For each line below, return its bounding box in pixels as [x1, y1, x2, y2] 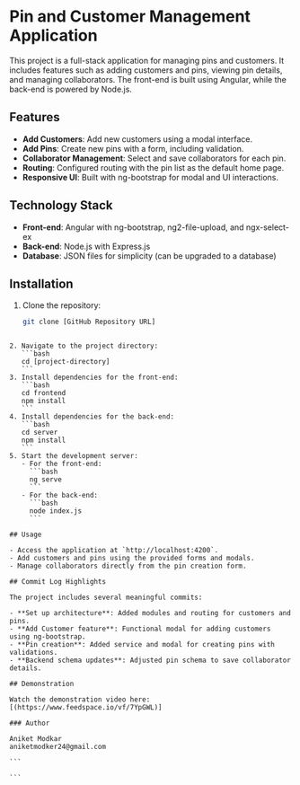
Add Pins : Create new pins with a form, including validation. [22, 143, 244, 154]
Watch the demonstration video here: [9, 695, 151, 704]
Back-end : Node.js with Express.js [22, 241, 151, 251]
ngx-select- [245, 222, 290, 233]
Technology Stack [9, 198, 113, 213]
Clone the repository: [22, 300, 101, 311]
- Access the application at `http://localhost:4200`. [9, 546, 219, 555]
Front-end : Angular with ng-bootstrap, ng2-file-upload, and [22, 222, 244, 233]
